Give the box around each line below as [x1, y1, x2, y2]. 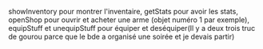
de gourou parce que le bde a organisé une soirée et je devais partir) [8, 32, 235, 41]
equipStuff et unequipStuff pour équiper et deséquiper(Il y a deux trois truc [8, 24, 256, 32]
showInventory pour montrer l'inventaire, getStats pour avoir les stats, [8, 7, 238, 16]
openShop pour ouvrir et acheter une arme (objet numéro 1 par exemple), [8, 15, 250, 24]
